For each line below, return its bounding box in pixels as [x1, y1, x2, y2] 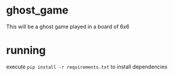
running [6, 44, 46, 57]
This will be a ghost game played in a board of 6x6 [6, 23, 130, 30]
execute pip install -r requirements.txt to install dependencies [6, 63, 168, 70]
